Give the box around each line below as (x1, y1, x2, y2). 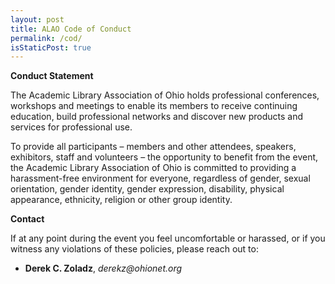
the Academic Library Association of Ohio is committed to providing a (10, 162, 297, 174)
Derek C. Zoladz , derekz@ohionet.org (24, 262, 183, 275)
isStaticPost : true (10, 42, 92, 53)
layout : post (10, 14, 65, 25)
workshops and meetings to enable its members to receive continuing (10, 100, 298, 112)
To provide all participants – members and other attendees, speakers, (10, 141, 297, 153)
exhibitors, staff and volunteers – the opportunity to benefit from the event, (10, 151, 319, 163)
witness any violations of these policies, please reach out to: (10, 243, 259, 255)
